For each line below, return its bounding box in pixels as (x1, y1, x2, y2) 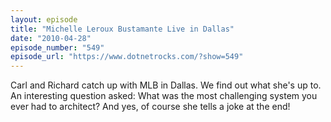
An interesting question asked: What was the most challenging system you (10, 90, 318, 102)
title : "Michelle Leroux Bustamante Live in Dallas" (10, 24, 235, 34)
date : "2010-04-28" (10, 33, 92, 43)
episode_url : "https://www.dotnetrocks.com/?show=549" (10, 52, 244, 62)
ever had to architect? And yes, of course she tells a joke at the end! (10, 101, 291, 113)
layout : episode (10, 14, 78, 25)
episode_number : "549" (10, 42, 105, 53)
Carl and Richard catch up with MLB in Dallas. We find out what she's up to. (10, 79, 322, 91)
